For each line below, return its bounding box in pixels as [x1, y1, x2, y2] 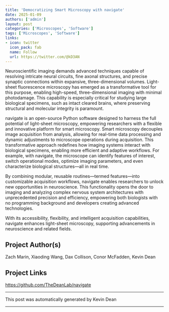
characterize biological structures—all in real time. [5, 163, 109, 169]
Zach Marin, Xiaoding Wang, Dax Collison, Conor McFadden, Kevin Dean [5, 254, 156, 260]
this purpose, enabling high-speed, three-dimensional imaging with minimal [5, 89, 162, 96]
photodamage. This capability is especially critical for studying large [5, 95, 147, 101]
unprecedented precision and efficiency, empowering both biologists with [5, 195, 158, 201]
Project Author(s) [5, 240, 61, 249]
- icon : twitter [5, 40, 39, 45]
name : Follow [10, 49, 37, 54]
